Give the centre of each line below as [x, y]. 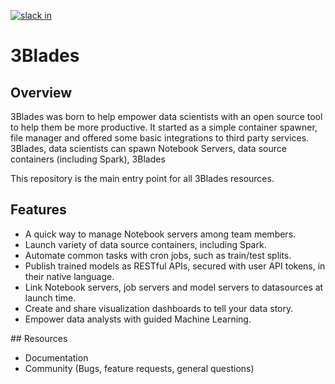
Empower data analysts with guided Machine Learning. [138, 319]
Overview [41, 92]
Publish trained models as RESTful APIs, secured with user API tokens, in [175, 266]
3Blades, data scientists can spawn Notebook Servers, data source [148, 148]
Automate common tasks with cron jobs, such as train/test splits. [158, 255]
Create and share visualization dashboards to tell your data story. [159, 308]
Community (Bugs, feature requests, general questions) [139, 368]
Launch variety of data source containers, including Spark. [145, 244]
